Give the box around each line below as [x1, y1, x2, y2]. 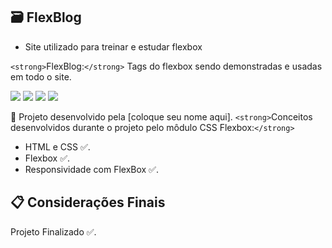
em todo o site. [10, 70, 72, 83]
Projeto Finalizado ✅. [10, 225, 97, 238]
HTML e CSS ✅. [24, 140, 91, 153]
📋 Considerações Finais [10, 194, 166, 211]
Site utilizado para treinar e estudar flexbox [24, 40, 203, 53]
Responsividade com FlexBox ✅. [24, 163, 159, 175]
